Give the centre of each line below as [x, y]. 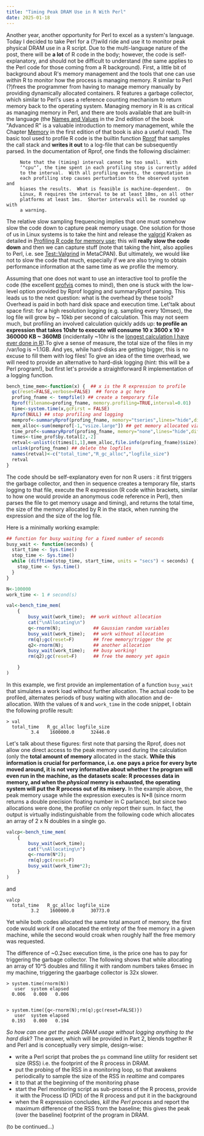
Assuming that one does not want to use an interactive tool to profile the [97, 278]
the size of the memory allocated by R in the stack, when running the [92, 509]
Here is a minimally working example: [53, 527]
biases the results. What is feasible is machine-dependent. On [105, 189]
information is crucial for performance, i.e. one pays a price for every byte [102, 762]
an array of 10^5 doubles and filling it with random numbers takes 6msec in [100, 966]
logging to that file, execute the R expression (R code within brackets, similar [102, 490]
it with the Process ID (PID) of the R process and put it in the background [106, 1095]
